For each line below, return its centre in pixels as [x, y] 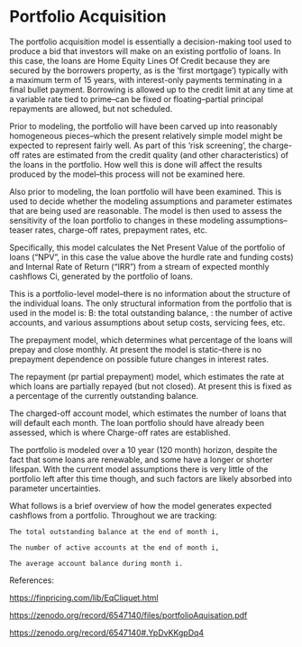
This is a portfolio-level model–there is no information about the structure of [150, 293]
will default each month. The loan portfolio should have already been [137, 422]
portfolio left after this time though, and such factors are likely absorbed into [151, 478]
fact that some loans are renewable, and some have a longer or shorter [141, 459]
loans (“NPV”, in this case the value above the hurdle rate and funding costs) [151, 257]
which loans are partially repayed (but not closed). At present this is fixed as [151, 386]
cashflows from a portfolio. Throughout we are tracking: [113, 515]
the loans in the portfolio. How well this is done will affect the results [136, 164]
